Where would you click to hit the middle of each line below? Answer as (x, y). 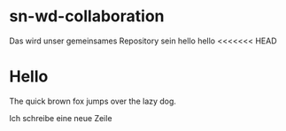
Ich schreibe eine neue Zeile (61, 118)
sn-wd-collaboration (87, 16)
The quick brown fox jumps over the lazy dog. (93, 101)
